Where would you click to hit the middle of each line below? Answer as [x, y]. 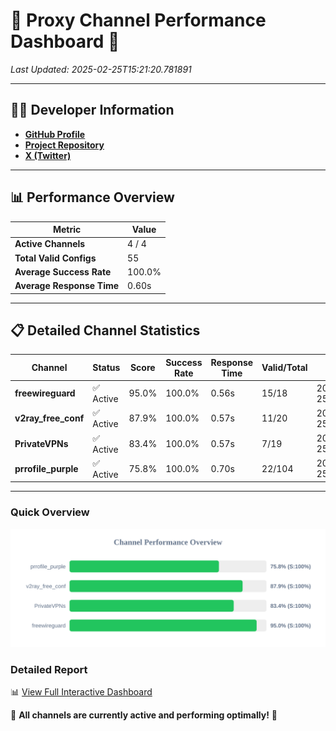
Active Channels [50, 244]
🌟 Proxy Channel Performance [138, 20]
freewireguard [45, 393]
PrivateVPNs [41, 443]
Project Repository [64, 145]
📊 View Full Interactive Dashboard [81, 691]
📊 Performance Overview [92, 197]
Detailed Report [49, 669]
